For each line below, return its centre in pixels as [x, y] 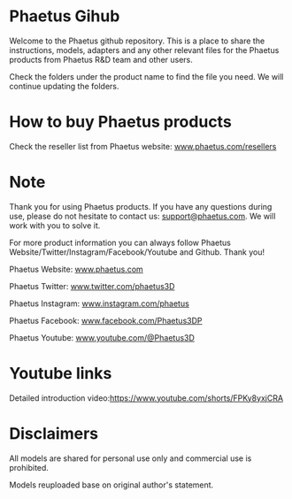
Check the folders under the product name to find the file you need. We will [146, 76]
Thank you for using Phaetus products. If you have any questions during [141, 206]
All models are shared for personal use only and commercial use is [131, 458]
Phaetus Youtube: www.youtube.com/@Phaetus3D [102, 337]
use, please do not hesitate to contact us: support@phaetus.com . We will [142, 216]
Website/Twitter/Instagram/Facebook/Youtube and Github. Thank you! [137, 252]
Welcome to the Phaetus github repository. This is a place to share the [137, 41]
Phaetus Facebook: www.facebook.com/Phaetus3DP [106, 320]
